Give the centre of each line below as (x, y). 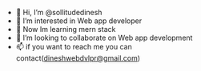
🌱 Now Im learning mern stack (66, 29)
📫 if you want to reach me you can (74, 47)
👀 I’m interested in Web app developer (79, 21)
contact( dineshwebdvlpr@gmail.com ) (78, 58)
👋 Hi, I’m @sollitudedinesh (59, 12)
